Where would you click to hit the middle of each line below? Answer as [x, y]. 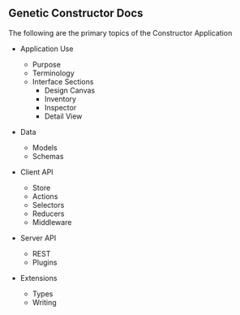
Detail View [63, 116]
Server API [38, 238]
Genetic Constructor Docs [76, 13]
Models [45, 147]
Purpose [46, 64]
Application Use [47, 49]
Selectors [48, 205]
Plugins [45, 262]
